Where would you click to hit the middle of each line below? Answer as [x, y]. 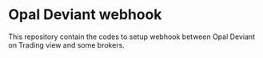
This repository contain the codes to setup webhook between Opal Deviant [132, 37]
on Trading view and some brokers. [67, 44]
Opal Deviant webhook [85, 15]
